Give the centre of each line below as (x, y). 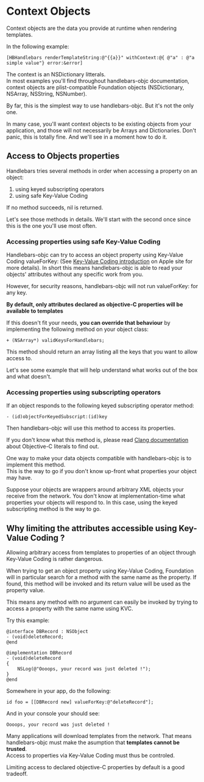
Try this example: (28, 620)
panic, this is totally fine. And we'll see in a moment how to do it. (87, 137)
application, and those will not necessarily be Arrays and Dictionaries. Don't (101, 130)
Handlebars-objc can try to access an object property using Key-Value (95, 255)
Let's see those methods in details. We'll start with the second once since (99, 219)
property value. (26, 590)
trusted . (17, 749)
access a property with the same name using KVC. (70, 609)
